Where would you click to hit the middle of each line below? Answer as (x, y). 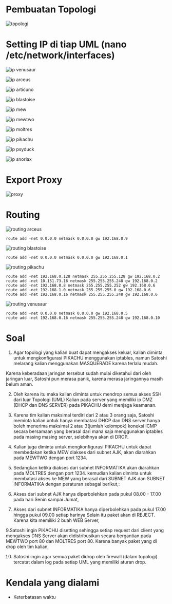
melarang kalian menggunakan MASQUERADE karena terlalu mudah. (86, 363)
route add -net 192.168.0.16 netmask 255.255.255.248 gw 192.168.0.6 (82, 294)
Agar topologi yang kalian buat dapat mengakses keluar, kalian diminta (88, 352)
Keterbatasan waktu (34, 597)
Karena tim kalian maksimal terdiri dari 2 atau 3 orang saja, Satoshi (84, 415)
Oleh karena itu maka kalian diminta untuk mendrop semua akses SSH (87, 394)
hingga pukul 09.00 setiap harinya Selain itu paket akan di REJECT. (84, 515)
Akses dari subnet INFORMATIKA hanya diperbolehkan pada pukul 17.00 (90, 509)
